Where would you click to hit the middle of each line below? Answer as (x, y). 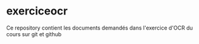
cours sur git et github (34, 34)
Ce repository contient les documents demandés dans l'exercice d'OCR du (99, 28)
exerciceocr (37, 11)
